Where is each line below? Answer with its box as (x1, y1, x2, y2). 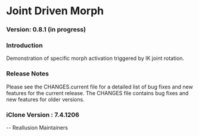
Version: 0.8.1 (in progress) (6, 26, 86, 34)
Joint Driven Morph (6, 4, 104, 18)
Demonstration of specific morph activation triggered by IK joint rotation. (6, 55, 185, 62)
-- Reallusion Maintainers (6, 124, 69, 131)
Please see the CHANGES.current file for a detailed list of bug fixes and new (6, 83, 194, 90)
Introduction (6, 42, 43, 50)
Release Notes (6, 69, 49, 78)
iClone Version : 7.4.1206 (6, 110, 79, 119)
